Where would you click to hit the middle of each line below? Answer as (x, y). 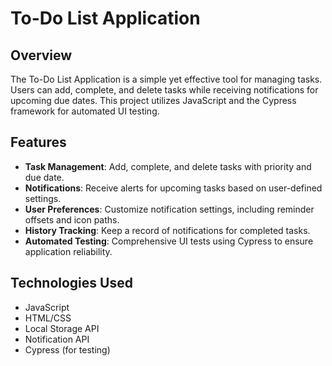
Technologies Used (71, 283)
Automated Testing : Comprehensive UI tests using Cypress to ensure (169, 241)
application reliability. (68, 251)
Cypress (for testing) (67, 349)
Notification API (57, 339)
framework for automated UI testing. (85, 111)
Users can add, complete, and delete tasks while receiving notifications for (164, 90)
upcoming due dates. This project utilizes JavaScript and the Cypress (153, 100)
